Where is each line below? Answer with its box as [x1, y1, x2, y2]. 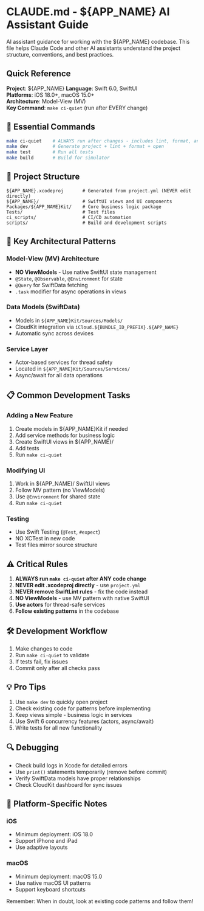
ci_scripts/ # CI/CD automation [6, 214, 132, 220]
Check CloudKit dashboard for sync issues [15, 781, 123, 788]
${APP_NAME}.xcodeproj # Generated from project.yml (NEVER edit [6, 187, 191, 194]
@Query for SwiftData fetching [15, 281, 88, 288]
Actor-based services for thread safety [15, 358, 113, 366]
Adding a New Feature [6, 411, 73, 420]
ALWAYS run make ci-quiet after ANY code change [15, 575, 147, 582]
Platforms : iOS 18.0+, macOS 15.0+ [6, 91, 95, 99]
